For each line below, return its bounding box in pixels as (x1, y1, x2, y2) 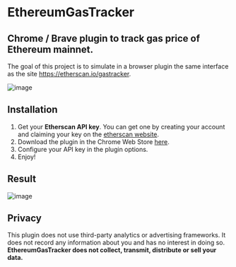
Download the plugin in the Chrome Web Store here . (17, 137, 170, 146)
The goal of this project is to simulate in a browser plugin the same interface (7, 62, 229, 71)
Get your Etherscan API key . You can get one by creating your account (17, 122, 225, 131)
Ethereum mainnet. (7, 43, 94, 55)
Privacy (7, 213, 42, 225)
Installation (7, 104, 58, 116)
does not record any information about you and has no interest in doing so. (7, 238, 225, 247)
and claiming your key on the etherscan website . (17, 130, 160, 138)
